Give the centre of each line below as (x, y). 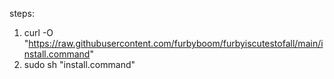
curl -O (38, 32)
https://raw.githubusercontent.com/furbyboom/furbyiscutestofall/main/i (176, 43)
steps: (22, 13)
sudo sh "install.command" (79, 64)
